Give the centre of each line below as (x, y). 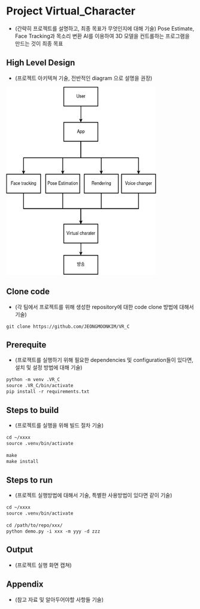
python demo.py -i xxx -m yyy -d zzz (53, 531)
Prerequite (26, 345)
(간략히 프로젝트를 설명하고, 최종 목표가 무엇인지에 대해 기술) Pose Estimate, (104, 28)
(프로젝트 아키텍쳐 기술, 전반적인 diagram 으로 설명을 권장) (84, 78)
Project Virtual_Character (71, 11)
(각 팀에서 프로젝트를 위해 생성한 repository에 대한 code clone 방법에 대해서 (104, 307)
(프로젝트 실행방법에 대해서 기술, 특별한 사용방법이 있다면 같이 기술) (93, 495)
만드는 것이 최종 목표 (39, 43)
